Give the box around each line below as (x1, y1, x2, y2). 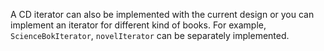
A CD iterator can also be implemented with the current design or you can (10, 9, 315, 20)
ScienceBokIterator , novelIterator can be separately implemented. (10, 30, 290, 41)
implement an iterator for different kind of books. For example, (10, 19, 267, 31)
